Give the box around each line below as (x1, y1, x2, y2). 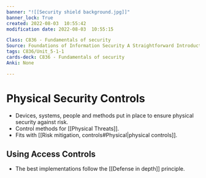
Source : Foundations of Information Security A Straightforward (6, 43, 174, 49)
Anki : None (6, 59, 34, 66)
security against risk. (15, 118, 69, 125)
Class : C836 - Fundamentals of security (6, 37, 112, 43)
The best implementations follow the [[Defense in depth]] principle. (15, 165, 185, 172)
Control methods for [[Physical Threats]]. (15, 125, 120, 132)
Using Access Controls (6, 149, 96, 159)
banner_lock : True (6, 15, 53, 21)
